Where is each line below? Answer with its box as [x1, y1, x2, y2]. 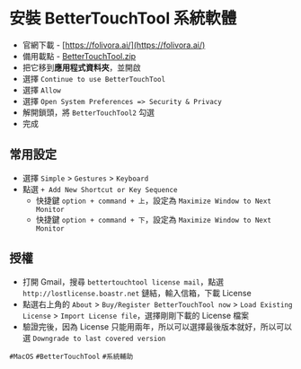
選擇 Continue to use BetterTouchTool [22, 73, 166, 83]
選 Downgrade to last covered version [22, 332, 166, 343]
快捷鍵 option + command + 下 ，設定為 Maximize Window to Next [35, 214, 272, 224]
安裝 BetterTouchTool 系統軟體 [9, 8, 237, 29]
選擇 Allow [22, 84, 61, 95]
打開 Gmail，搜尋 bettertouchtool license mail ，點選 [22, 276, 225, 287]
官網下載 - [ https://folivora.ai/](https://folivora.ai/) [22, 40, 206, 50]
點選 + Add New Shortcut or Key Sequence [22, 183, 178, 194]
